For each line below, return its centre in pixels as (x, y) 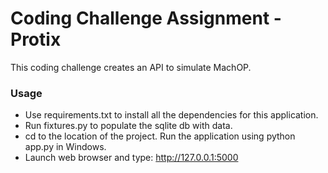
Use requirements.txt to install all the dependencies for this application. (171, 115)
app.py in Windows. (65, 147)
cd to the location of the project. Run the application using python (160, 136)
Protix (36, 39)
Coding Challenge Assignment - (146, 18)
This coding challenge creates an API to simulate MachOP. (131, 67)
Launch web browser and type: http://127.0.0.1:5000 (131, 158)
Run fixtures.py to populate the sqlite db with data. (128, 126)
